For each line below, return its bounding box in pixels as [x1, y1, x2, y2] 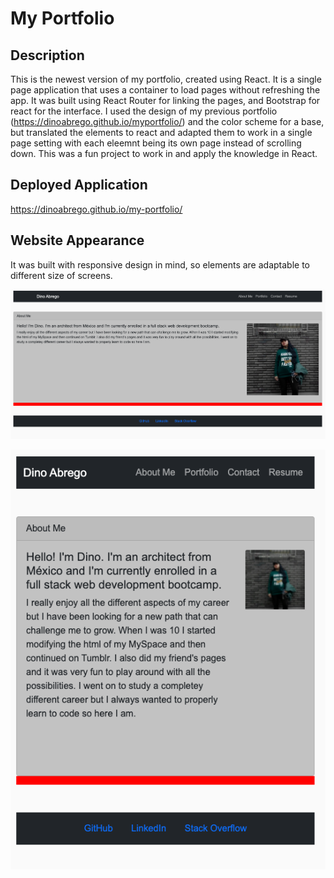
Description [10, 47, 85, 64]
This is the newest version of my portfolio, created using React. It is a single [10, 73, 322, 85]
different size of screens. [10, 269, 113, 281]
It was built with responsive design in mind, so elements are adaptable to [10, 258, 310, 271]
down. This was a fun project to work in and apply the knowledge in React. [10, 148, 318, 159]
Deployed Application [10, 177, 148, 194]
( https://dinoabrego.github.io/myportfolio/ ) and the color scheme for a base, [10, 116, 325, 127]
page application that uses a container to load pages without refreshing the [10, 84, 321, 96]
